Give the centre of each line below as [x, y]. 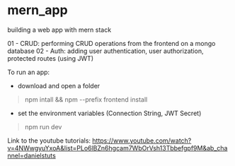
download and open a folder [59, 85]
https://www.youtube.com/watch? [142, 141]
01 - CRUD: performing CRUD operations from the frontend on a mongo [111, 43]
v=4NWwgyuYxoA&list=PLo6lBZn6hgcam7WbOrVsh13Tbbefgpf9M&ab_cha [117, 148]
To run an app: [29, 72]
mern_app [38, 10]
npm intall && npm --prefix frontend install [86, 99]
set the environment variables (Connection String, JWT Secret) [109, 113]
